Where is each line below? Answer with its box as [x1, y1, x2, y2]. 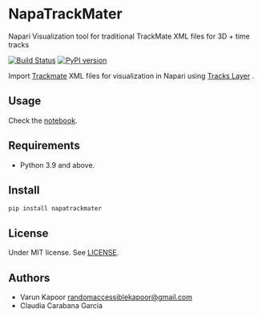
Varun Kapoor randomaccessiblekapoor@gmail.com [19, 292, 193, 302]
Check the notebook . [8, 116, 78, 125]
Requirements [8, 139, 80, 152]
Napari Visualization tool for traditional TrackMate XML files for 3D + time [8, 31, 250, 41]
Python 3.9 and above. [19, 160, 95, 169]
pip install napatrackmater [8, 205, 103, 213]
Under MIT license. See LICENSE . [8, 248, 119, 258]
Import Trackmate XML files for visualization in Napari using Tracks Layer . [8, 71, 255, 80]
